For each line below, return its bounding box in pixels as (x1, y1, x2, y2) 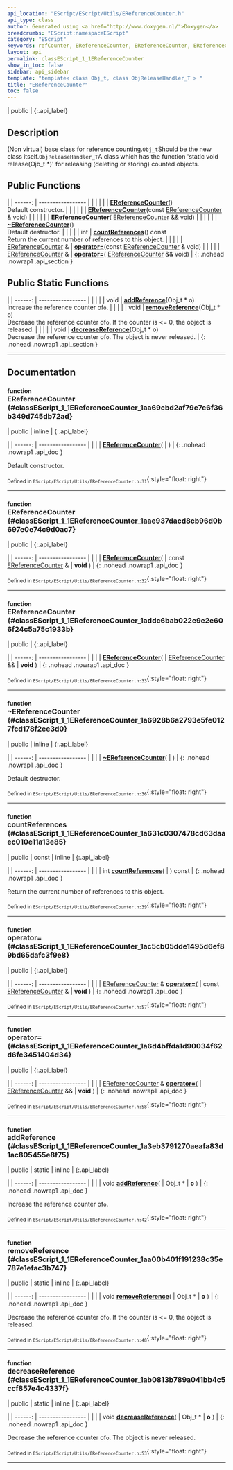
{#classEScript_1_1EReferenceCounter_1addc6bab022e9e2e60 (7, 616, 223, 625)
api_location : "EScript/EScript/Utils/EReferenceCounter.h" (7, 10, 185, 17)
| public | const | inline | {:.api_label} (7, 853, 110, 861)
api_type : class (7, 17, 54, 24)
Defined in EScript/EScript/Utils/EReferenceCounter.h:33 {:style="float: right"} (7, 674, 207, 684)
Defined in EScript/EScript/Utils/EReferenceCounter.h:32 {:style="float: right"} (7, 575, 207, 585)
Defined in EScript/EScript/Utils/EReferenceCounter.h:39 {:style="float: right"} (7, 901, 207, 910)
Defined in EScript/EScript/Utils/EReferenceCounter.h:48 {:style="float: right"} (7, 1334, 207, 1344)
